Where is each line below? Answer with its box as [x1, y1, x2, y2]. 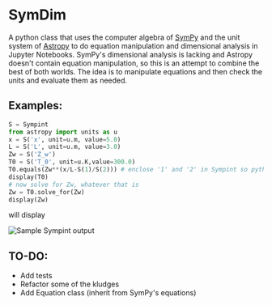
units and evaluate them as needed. [8, 75, 128, 85]
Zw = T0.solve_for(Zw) [8, 188, 85, 196]
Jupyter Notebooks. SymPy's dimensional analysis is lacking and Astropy [8, 49, 253, 59]
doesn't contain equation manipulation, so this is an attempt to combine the [8, 58, 260, 68]
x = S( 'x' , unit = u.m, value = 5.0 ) [8, 135, 121, 143]
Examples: [8, 99, 63, 112]
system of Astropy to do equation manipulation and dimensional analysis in [8, 40, 258, 50]
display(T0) [8, 172, 49, 181]
